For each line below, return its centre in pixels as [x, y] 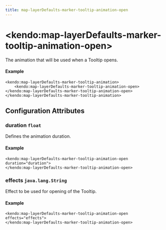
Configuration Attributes [45, 111]
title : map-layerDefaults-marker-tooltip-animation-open [67, 10]
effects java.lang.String [36, 180]
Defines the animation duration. [38, 136]
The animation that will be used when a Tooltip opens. [62, 60]
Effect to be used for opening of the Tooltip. [51, 191]
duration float [23, 126]
